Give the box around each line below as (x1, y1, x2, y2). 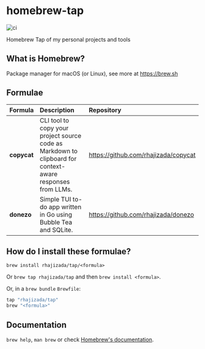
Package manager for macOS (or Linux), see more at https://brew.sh (6, 70, 178, 77)
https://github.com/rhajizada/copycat (88, 151, 196, 159)
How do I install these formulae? (6, 246, 131, 257)
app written (48, 203, 82, 211)
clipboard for (39, 154, 77, 163)
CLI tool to (39, 116, 69, 124)
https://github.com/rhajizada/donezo (88, 210, 194, 219)
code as (39, 139, 63, 148)
